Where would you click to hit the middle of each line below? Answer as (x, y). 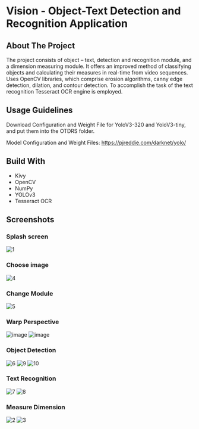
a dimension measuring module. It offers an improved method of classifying (99, 66)
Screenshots (30, 220)
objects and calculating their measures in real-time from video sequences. (97, 72)
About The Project (41, 46)
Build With (26, 161)
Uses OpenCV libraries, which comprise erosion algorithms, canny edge (94, 79)
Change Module (30, 293)
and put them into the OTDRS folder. (50, 131)
